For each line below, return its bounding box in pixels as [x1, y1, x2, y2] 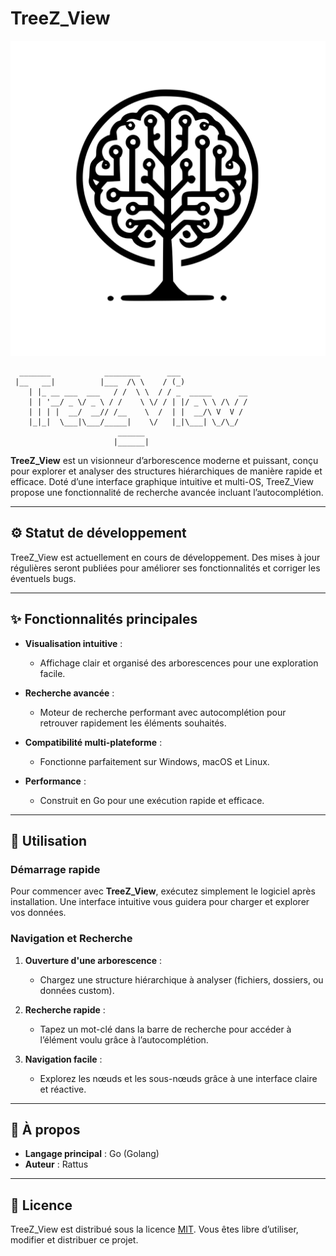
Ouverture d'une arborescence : [24, 954, 163, 966]
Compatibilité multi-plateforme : [24, 736, 163, 748]
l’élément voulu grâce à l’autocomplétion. [39, 1033, 209, 1046]
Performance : [24, 775, 87, 787]
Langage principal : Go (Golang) [24, 1148, 160, 1160]
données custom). [39, 984, 115, 996]
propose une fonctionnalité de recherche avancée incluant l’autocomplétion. [10, 486, 324, 498]
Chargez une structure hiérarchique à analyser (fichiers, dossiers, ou [39, 973, 324, 986]
